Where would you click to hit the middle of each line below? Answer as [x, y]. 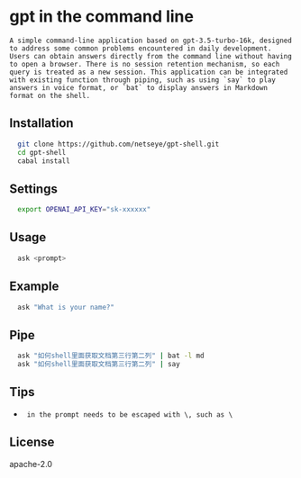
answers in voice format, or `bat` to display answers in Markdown [139, 87]
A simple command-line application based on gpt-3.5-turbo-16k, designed [151, 41]
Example [34, 287]
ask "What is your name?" [66, 307]
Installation [41, 123]
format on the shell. [50, 95]
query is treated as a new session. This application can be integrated [149, 72]
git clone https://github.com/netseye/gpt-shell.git [119, 144]
